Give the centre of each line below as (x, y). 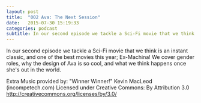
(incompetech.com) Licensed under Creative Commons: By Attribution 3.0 (98, 88)
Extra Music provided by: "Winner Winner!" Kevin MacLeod (79, 82)
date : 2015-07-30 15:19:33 (43, 23)
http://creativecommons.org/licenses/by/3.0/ (61, 94)
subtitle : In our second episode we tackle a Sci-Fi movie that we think (100, 34)
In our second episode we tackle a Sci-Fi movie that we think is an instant (97, 51)
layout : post (22, 12)
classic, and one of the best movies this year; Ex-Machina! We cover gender (100, 57)
